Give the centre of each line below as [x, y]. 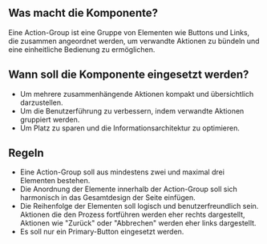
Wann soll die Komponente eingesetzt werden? [129, 75]
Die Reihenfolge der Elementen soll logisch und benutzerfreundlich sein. [139, 206]
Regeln [26, 153]
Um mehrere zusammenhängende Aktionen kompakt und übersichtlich [137, 94]
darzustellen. [41, 102]
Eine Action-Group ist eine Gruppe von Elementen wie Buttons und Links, [129, 32]
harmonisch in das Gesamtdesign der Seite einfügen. [107, 198]
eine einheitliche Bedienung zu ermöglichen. [82, 49]
